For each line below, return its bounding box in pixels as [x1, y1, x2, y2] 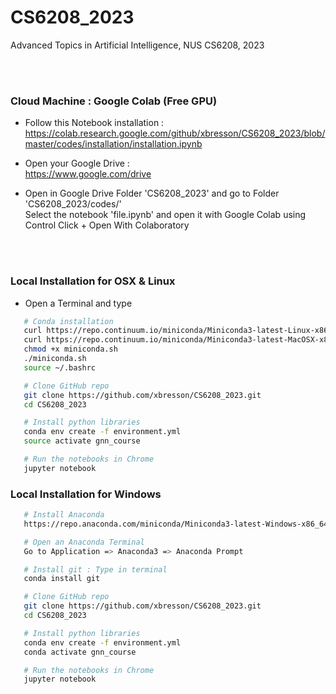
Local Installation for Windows [10, 487, 162, 501]
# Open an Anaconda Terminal [23, 537, 145, 547]
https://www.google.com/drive [24, 168, 152, 180]
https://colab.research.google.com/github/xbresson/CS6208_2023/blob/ [24, 127, 326, 140]
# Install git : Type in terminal [23, 564, 168, 575]
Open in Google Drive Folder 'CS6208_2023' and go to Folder [24, 187, 280, 200]
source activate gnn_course [23, 436, 141, 446]
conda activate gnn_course [23, 647, 137, 657]
